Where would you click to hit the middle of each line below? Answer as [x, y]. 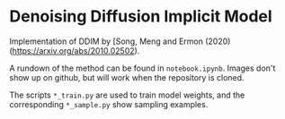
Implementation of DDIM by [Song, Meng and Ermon [107, 41]
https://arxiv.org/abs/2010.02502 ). [76, 50]
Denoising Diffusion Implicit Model [141, 17]
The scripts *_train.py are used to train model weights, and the [127, 95]
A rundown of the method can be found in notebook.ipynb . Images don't [142, 68]
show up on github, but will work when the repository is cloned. [127, 77]
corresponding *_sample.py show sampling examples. [109, 104]
